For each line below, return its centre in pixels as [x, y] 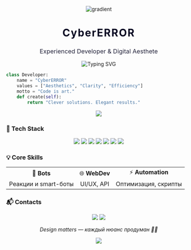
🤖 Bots [41, 173]
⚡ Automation [149, 172]
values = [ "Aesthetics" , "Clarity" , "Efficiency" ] [80, 86]
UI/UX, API [95, 184]
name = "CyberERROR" [42, 80]
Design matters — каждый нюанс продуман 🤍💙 [99, 229]
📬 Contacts [24, 202]
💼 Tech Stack [25, 129]
